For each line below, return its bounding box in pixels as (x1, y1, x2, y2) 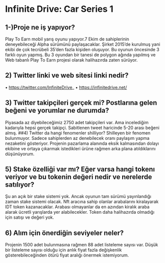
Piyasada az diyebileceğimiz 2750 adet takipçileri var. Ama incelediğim (5, 119, 149, 125)
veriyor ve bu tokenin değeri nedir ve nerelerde (5, 173, 152, 181)
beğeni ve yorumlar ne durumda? (5, 106, 109, 115)
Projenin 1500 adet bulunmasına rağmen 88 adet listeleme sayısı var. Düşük (5, 242, 159, 248)
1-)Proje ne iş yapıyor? (5, 23, 75, 32)
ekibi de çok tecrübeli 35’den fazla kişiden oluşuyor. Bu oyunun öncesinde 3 (5, 47, 160, 52)
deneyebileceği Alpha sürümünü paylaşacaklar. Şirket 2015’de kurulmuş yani (5, 41, 161, 47)
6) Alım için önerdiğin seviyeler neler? (5, 229, 124, 237)
